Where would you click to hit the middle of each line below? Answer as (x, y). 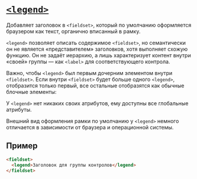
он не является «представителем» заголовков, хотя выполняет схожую (97, 49)
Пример (22, 146)
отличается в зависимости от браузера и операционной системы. (90, 127)
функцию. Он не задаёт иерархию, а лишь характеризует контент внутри (98, 55)
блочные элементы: (31, 92)
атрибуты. (19, 109)
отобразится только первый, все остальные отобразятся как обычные (95, 85)
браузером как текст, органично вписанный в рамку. (73, 31)
